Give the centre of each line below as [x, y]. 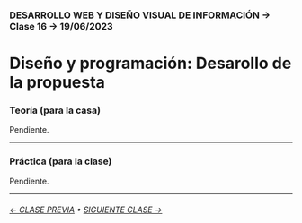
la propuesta [58, 83]
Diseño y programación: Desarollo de [151, 64]
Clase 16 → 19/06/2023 [62, 26]
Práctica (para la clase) [61, 161]
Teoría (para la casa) [55, 110]
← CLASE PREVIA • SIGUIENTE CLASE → [86, 210]
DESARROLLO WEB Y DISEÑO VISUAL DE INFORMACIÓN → [140, 15]
